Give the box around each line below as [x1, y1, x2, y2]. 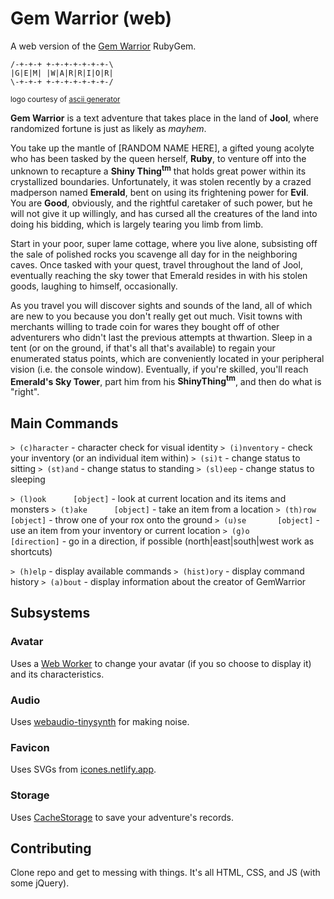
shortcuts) [10, 546, 53, 558]
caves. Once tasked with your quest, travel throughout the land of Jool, [10, 258, 303, 271]
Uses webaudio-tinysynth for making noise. [10, 716, 190, 728]
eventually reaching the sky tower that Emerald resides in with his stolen [10, 269, 308, 281]
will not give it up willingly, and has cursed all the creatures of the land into [10, 207, 318, 219]
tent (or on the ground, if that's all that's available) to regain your [10, 342, 276, 354]
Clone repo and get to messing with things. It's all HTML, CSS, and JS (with [10, 867, 321, 879]
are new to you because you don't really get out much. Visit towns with [10, 310, 303, 322]
